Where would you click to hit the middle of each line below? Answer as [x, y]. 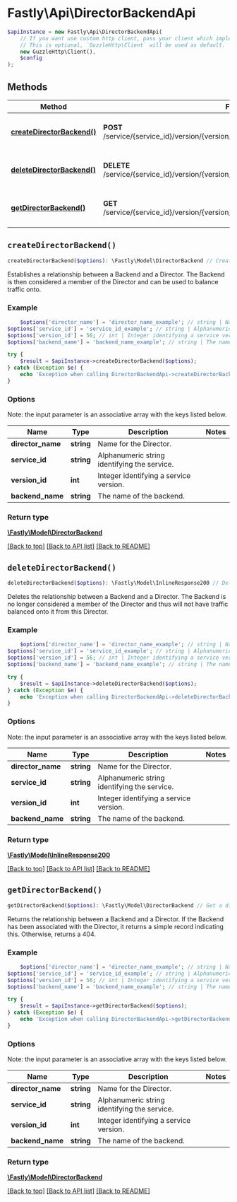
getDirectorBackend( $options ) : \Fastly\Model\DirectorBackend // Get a [115, 905]
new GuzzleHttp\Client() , [58, 52]
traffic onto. [24, 289]
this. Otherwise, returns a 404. [52, 934]
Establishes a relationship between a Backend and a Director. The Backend [116, 274]
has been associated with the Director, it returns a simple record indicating [116, 926]
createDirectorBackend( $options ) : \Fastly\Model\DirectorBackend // [110, 261]
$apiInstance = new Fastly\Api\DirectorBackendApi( [85, 32]
